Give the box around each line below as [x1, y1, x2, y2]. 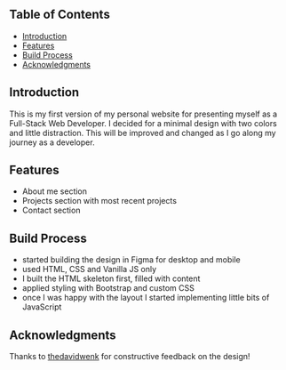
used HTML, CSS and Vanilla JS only [21, 264, 157, 275]
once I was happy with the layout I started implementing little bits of [21, 293, 270, 303]
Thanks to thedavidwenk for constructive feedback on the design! [9, 351, 250, 362]
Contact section [21, 205, 81, 216]
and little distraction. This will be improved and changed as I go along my [9, 127, 277, 138]
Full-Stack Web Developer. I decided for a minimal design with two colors [9, 117, 277, 128]
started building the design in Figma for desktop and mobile [21, 254, 242, 265]
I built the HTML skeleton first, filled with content [21, 273, 201, 284]
